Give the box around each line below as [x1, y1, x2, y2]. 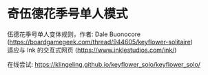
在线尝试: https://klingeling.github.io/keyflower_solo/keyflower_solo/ [7, 60, 201, 68]
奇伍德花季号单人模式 [7, 6, 129, 22]
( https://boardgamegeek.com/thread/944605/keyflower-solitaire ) [7, 37, 193, 46]
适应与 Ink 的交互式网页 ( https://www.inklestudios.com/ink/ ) [7, 46, 177, 54]
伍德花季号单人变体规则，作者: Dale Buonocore [7, 30, 141, 38]
